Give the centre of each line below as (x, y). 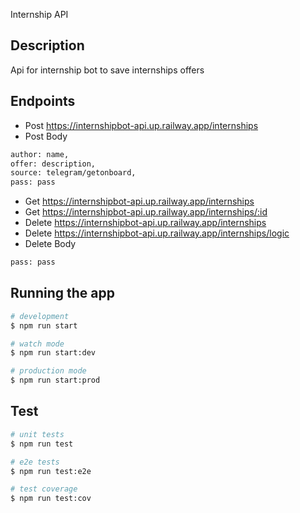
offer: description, (53, 164)
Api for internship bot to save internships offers (107, 70)
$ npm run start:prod (55, 380)
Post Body (46, 136)
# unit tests (37, 434)
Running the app (62, 293)
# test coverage (44, 489)
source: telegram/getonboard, (73, 173)
